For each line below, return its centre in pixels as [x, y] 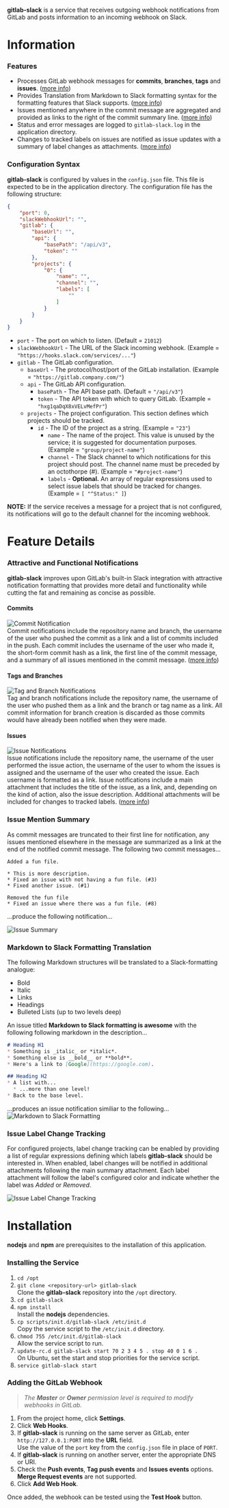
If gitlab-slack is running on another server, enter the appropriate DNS [117, 1455]
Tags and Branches [35, 676]
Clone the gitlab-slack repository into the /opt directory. [97, 1292]
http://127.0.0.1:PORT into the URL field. [75, 1440]
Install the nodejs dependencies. [63, 1314]
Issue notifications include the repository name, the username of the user [110, 758]
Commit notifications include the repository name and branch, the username [114, 630]
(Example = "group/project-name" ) [96, 450]
